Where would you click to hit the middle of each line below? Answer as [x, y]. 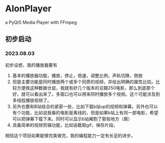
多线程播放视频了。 [32, 100]
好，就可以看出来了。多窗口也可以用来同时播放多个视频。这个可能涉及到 [86, 94]
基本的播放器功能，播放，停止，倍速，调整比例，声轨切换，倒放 [77, 75]
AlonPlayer [28, 9]
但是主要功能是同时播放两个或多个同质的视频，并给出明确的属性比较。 [84, 82]
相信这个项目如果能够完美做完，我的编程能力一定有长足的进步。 [70, 135]
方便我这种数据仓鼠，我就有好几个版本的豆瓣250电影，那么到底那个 [86, 88]
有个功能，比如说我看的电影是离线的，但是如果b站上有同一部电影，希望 [85, 112]
